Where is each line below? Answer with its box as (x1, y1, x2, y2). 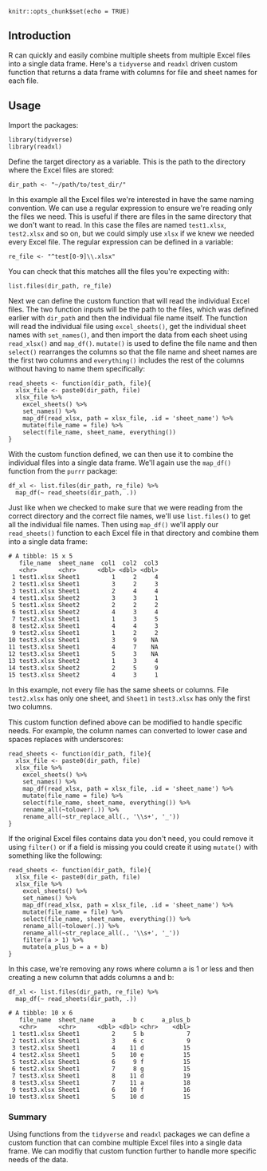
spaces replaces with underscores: (8, 734, 124, 744)
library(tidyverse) (8, 136, 73, 144)
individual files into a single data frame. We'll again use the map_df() (8, 458, 232, 467)
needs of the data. (8, 1154, 69, 1164)
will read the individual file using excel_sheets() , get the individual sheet (8, 321, 247, 331)
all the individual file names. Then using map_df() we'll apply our (8, 519, 219, 529)
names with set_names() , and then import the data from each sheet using (8, 330, 249, 339)
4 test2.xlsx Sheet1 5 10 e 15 (11, 1050, 191, 1058)
